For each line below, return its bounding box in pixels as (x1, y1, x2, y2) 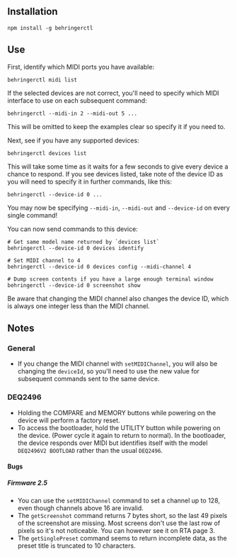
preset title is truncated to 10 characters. (17, 541, 136, 550)
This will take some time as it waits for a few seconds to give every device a (7, 162, 229, 171)
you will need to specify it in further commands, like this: (7, 177, 172, 186)
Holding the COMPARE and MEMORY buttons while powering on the (17, 408, 216, 417)
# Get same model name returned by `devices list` (7, 238, 160, 245)
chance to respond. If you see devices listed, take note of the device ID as (7, 169, 224, 178)
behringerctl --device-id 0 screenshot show (7, 281, 141, 289)
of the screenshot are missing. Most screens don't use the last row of (17, 519, 221, 527)
